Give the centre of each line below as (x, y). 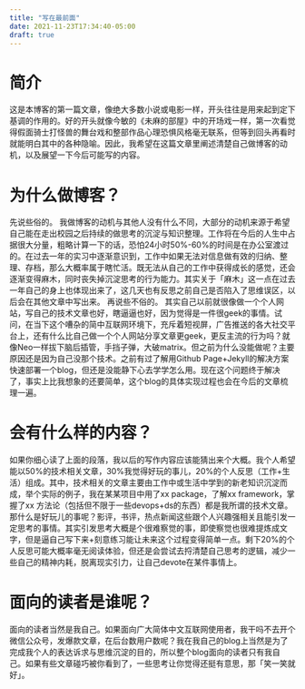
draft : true (32, 35)
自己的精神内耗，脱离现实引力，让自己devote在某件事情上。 (129, 562)
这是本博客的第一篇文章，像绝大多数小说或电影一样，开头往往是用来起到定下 (152, 109)
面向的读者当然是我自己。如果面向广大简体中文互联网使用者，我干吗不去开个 (152, 630)
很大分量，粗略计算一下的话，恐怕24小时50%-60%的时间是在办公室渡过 (152, 245)
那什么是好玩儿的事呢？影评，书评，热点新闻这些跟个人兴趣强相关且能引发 (148, 517)
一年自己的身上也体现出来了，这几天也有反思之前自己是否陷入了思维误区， (148, 290)
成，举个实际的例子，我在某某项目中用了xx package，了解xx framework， (148, 494)
